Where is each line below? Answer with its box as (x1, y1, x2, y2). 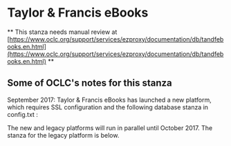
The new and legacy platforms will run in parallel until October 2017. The (7, 123, 213, 132)
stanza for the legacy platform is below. (7, 131, 120, 139)
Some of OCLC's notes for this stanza (7, 77, 172, 89)
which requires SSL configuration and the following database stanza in (7, 102, 209, 111)
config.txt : (7, 110, 38, 118)
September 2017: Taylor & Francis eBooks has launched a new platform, (7, 95, 212, 104)
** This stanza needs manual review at (7, 28, 118, 36)
